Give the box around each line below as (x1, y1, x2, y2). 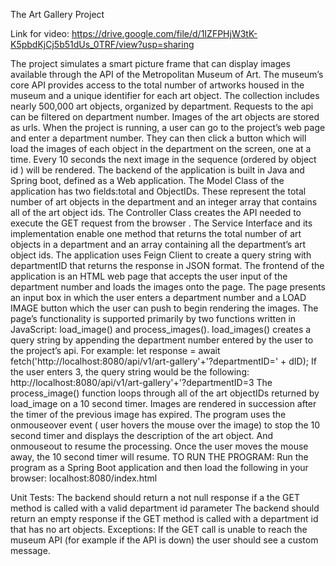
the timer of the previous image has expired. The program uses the (10, 409, 287, 420)
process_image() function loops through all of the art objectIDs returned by (10, 387, 320, 399)
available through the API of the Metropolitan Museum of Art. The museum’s (10, 69, 324, 80)
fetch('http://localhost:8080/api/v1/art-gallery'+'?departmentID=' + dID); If (10, 355, 317, 367)
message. (10, 545, 51, 556)
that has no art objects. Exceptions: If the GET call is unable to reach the (10, 524, 308, 535)
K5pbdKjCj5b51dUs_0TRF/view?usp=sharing (10, 39, 195, 50)
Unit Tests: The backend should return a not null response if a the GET (10, 492, 300, 503)
